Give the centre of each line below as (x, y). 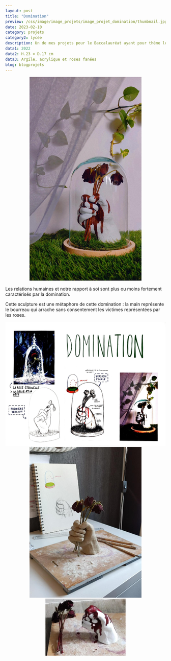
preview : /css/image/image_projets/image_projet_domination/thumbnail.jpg (86, 21)
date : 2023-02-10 (24, 27)
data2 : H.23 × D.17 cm (29, 54)
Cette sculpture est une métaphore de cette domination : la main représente (85, 304)
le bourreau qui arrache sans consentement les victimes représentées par (83, 310)
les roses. (16, 315)
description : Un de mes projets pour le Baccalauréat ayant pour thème (83, 43)
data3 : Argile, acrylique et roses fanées (51, 59)
